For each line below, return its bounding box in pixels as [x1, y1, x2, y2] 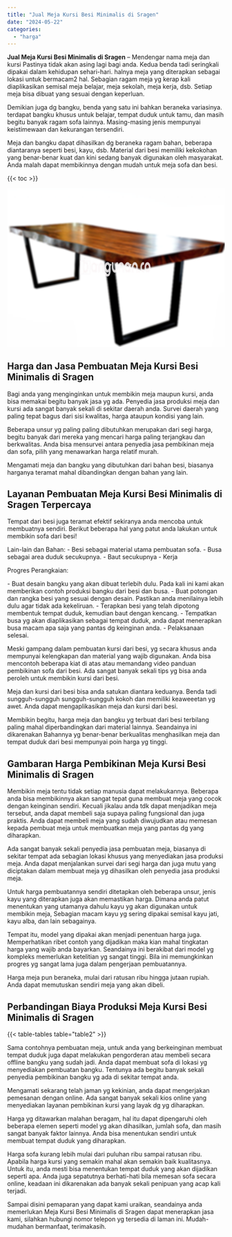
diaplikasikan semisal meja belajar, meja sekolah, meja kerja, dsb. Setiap [7, 82, 213, 91]
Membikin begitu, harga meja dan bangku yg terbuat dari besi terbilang [7, 716, 209, 724]
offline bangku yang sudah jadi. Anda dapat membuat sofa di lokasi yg [7, 1058, 208, 1067]
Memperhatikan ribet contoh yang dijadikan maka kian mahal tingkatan [7, 938, 209, 946]
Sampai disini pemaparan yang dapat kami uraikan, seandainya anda [7, 1200, 202, 1209]
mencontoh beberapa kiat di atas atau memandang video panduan [7, 659, 197, 668]
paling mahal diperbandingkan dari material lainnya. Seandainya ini [7, 723, 197, 731]
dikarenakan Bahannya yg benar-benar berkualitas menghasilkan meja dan [7, 730, 220, 739]
